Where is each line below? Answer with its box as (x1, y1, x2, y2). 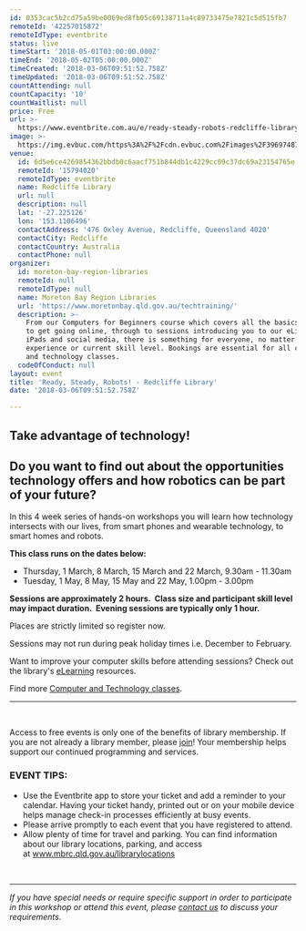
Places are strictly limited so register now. (9, 620, 166, 631)
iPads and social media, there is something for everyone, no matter (25, 335, 296, 344)
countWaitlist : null (9, 97, 88, 107)
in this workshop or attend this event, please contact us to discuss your (9, 901, 279, 912)
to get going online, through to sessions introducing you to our (25, 327, 283, 336)
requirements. (9, 911, 62, 922)
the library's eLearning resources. (9, 666, 137, 677)
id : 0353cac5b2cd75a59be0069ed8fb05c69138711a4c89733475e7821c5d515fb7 (9, 13, 287, 23)
